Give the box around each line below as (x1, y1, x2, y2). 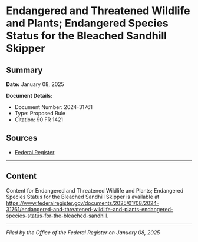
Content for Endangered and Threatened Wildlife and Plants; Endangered (6, 187, 184, 194)
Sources (6, 133, 38, 143)
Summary (6, 65, 43, 75)
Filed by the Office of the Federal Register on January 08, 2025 (6, 228, 160, 236)
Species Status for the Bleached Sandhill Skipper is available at (6, 193, 160, 200)
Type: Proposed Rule (14, 110, 66, 117)
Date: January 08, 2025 (6, 81, 65, 88)
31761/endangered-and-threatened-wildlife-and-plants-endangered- (6, 205, 174, 213)
